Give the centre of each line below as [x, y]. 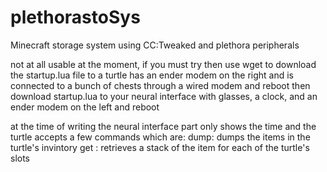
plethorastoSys [75, 17]
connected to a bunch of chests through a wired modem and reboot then [160, 85]
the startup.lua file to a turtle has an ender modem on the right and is [152, 75]
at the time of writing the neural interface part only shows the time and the [163, 126]
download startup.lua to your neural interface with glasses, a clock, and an [164, 96]
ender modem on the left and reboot [85, 107]
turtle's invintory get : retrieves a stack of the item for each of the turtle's [160, 147]
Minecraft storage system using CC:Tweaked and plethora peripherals [155, 45]
